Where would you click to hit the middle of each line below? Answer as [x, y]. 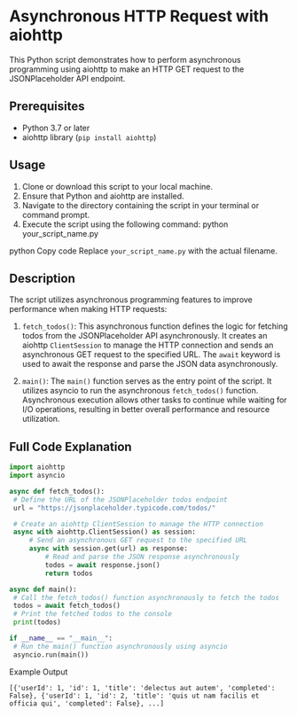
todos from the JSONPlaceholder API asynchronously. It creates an [145, 336]
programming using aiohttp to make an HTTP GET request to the [127, 69]
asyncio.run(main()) [51, 655]
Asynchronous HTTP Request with [139, 16]
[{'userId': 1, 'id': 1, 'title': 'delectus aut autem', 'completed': [142, 688]
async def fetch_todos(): [57, 491]
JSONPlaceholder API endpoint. [67, 78]
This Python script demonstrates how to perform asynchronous [125, 59]
